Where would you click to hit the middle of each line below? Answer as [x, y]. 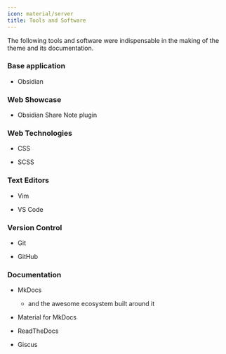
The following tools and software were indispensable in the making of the [113, 40]
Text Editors [28, 180]
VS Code [30, 209]
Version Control [35, 227]
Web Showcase [34, 99]
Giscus [27, 345]
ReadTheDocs [38, 331]
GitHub [28, 256]
